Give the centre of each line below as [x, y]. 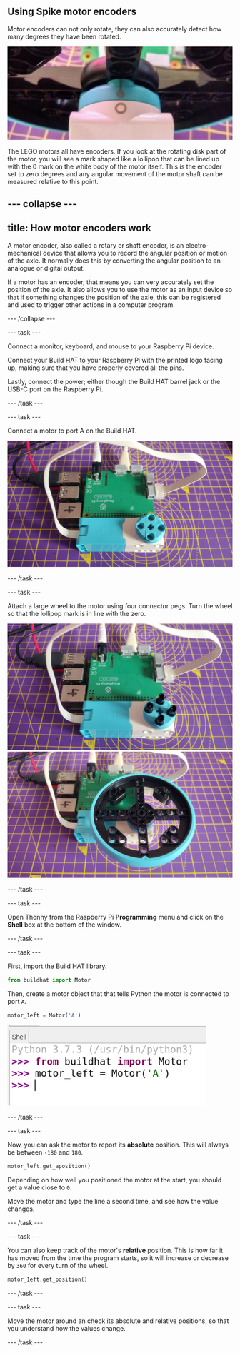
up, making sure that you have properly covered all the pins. [96, 368]
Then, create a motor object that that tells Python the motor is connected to [119, 994]
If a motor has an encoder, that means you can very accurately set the [111, 282]
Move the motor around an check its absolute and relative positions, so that [118, 1321]
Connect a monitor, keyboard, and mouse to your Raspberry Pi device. [111, 346]
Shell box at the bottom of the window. [64, 925]
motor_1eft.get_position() [47, 1280]
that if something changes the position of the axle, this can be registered [114, 297]
